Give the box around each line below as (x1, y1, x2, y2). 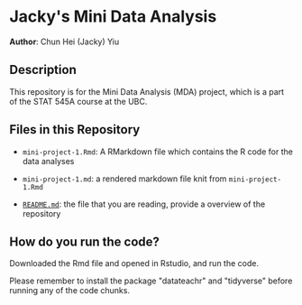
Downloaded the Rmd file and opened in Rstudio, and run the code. (9, 258, 260, 269)
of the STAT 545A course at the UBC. (9, 96, 148, 106)
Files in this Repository (9, 122, 141, 137)
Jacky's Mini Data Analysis (9, 6, 217, 27)
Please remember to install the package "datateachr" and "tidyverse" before (9, 275, 293, 286)
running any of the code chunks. (9, 285, 131, 296)
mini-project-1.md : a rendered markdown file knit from (22, 173, 227, 184)
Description (9, 62, 77, 78)
